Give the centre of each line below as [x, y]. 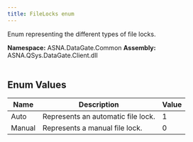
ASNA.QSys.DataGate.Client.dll [53, 55]
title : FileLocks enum [41, 14]
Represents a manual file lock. [92, 128]
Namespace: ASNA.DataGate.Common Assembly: [82, 47]
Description [99, 105]
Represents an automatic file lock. [99, 117]
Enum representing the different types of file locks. [82, 34]
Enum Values [37, 85]
